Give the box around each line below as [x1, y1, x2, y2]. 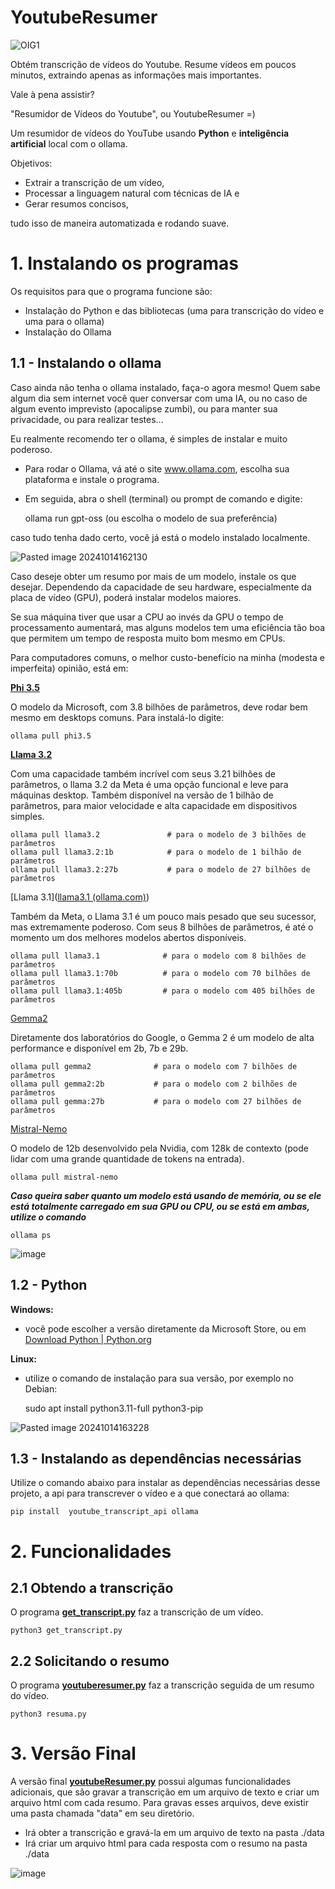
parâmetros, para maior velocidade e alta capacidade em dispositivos [10, 799, 298, 811]
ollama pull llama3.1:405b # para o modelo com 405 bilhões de [10, 986, 315, 996]
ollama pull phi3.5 [10, 731, 92, 741]
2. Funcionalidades [10, 1540, 172, 1563]
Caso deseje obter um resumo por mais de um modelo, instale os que [10, 570, 297, 582]
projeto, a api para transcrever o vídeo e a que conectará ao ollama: [10, 1487, 290, 1500]
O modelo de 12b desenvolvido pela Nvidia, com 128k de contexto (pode [10, 1142, 309, 1154]
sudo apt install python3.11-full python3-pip [24, 1402, 204, 1414]
